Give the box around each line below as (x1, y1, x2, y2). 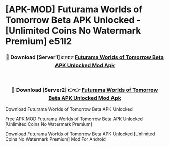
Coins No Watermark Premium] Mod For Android (5, 136, 106, 142)
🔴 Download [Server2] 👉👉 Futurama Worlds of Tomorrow (11, 87, 158, 94)
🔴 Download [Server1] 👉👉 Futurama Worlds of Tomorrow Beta (6, 54, 164, 61)
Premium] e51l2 (5, 36, 72, 47)
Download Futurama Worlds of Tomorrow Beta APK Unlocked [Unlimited (5, 131, 155, 137)
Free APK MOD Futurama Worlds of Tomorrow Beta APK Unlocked (5, 116, 143, 122)
